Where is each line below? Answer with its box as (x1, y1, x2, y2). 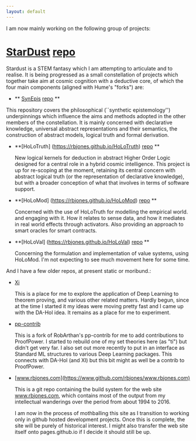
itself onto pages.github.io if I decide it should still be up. (14, 428, 152, 435)
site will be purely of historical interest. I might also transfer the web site (14, 422, 188, 429)
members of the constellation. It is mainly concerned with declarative (6, 119, 173, 126)
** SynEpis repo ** (14, 95, 60, 102)
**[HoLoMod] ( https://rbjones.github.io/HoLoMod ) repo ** (14, 196, 157, 203)
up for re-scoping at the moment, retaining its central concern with (14, 166, 176, 173)
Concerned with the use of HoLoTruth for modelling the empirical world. (14, 208, 188, 215)
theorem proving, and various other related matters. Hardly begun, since (14, 296, 189, 303)
